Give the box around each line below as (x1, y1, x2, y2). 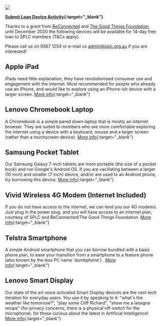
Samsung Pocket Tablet (5, 148, 79, 157)
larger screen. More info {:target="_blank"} (5, 91, 91, 97)
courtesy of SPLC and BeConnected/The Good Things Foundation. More (5, 214, 151, 220)
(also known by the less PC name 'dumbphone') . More (5, 257, 116, 263)
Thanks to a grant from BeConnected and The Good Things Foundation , (5, 23, 150, 29)
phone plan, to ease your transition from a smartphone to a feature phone (5, 252, 153, 258)
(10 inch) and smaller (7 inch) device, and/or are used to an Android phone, (5, 171, 157, 178)
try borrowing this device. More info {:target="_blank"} (5, 177, 114, 183)
